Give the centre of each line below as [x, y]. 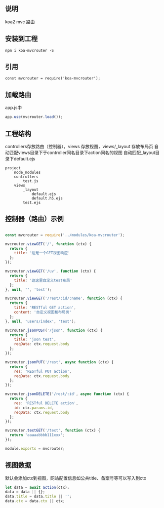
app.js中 [14, 108]
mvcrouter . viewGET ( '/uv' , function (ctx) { [51, 271]
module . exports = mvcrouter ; [35, 448]
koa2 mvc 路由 [20, 22]
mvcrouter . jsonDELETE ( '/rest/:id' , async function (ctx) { [67, 394]
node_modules [27, 172]
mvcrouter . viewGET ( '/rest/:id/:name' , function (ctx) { [64, 298]
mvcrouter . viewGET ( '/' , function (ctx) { [48, 244]
